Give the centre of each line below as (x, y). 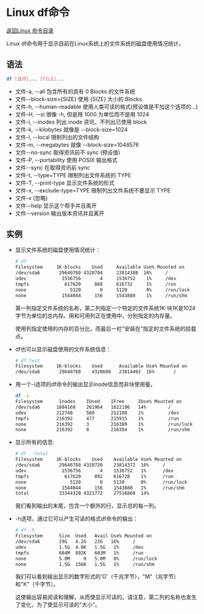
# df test (28, 361)
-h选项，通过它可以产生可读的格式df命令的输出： (77, 519)
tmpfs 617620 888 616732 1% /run (96, 284)
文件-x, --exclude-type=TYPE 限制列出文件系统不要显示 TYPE (93, 190)
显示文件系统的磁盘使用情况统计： (58, 250)
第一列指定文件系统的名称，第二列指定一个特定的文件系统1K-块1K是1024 (105, 308)
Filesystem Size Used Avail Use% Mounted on (83, 536)
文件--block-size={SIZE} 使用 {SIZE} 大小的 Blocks (78, 99)
